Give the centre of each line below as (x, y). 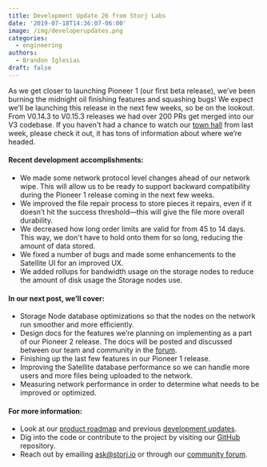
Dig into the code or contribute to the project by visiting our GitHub (130, 437)
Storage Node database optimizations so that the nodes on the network (137, 316)
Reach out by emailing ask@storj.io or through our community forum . (133, 454)
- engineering (39, 46)
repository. (38, 446)
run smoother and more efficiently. (77, 324)
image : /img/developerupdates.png (66, 30)
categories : (28, 38)
